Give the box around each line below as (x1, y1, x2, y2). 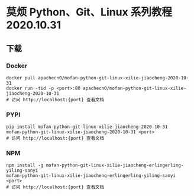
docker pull (6, 75, 35, 81)
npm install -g (6, 162, 44, 169)
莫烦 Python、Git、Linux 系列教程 (6, 5, 173, 19)
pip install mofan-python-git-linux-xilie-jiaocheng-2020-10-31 (6, 124, 168, 130)
